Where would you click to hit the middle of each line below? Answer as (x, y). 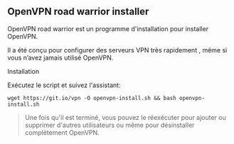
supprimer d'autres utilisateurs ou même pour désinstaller (110, 125)
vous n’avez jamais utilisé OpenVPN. (60, 57)
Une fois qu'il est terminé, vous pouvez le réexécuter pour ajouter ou (125, 117)
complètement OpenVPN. (62, 132)
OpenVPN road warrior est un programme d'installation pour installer (108, 28)
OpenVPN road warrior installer (78, 12)
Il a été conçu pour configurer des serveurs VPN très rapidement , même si (117, 50)
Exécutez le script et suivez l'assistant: (64, 85)
